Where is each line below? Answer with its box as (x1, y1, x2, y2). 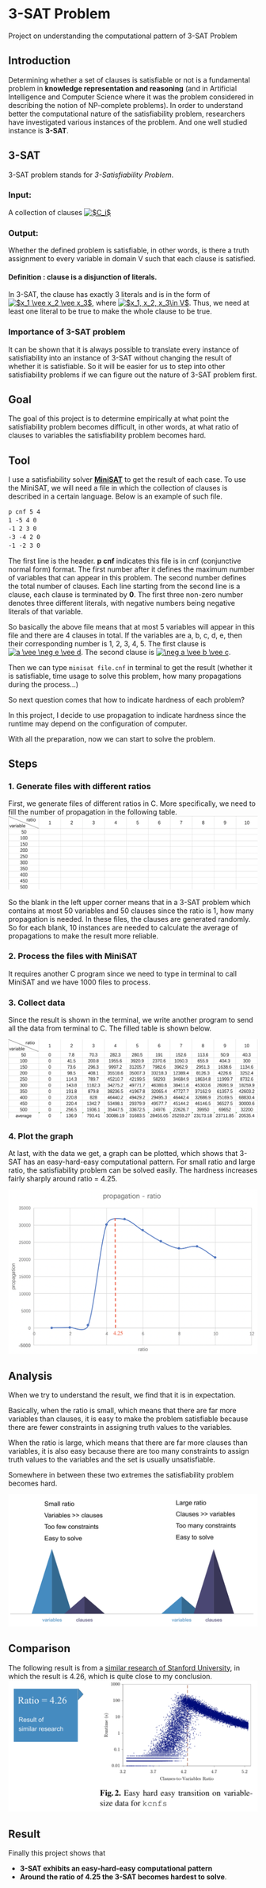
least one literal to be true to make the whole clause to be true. (8, 306, 212, 316)
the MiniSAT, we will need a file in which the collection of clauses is (8, 484, 228, 493)
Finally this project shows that (8, 1848, 105, 1858)
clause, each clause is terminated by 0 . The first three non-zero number (8, 589, 244, 599)
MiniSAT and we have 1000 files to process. (8, 977, 151, 987)
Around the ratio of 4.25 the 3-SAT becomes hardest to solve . (19, 1872, 227, 1882)
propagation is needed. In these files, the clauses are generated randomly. (8, 914, 251, 923)
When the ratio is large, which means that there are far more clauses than (8, 1438, 248, 1447)
